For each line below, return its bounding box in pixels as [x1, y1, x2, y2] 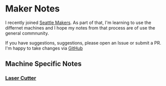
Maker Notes [5, 3, 60, 14]
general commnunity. [5, 30, 49, 36]
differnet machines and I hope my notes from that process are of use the [5, 24, 155, 30]
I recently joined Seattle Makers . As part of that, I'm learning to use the [5, 19, 151, 25]
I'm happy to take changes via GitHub [5, 45, 83, 51]
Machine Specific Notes [5, 59, 82, 68]
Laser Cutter [5, 74, 37, 81]
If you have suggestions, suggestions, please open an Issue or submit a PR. [5, 39, 161, 45]
